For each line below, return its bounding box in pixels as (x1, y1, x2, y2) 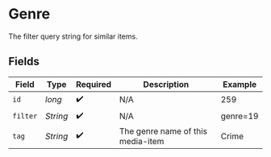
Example (223, 78, 256, 89)
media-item (119, 135, 165, 147)
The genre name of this (119, 126, 208, 137)
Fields (8, 55, 40, 68)
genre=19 (220, 110, 259, 122)
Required (75, 78, 111, 89)
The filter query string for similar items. (8, 31, 139, 41)
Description (143, 78, 190, 89)
